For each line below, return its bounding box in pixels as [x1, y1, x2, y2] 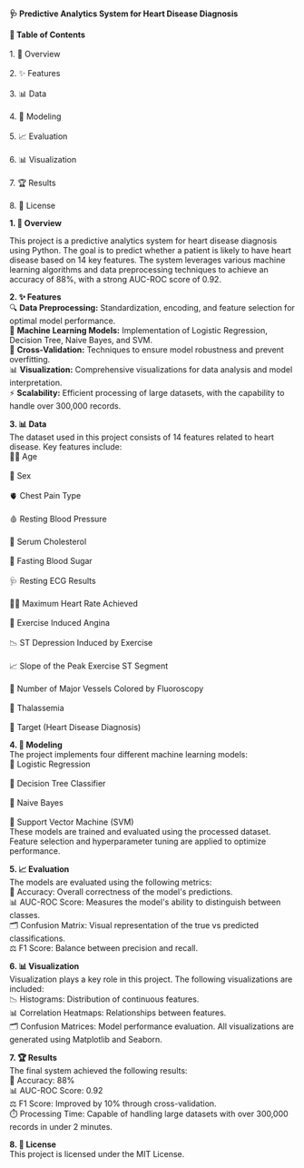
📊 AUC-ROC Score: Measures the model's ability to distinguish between [9, 896, 281, 907]
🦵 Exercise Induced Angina [9, 618, 111, 628]
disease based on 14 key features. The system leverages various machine [9, 254, 286, 265]
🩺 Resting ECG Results [9, 576, 97, 586]
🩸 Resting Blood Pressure [9, 513, 107, 524]
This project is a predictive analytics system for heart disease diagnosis [9, 235, 278, 246]
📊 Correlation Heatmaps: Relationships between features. [9, 1007, 227, 1018]
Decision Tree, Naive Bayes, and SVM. [9, 335, 153, 345]
